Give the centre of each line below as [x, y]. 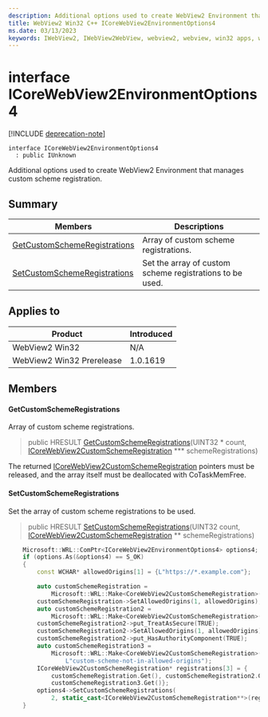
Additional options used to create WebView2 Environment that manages [126, 170]
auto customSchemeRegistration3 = [94, 646]
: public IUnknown [46, 156]
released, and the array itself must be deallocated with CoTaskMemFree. [128, 475]
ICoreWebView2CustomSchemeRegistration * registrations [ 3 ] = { [142, 668]
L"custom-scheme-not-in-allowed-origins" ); [139, 661]
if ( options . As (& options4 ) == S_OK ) [84, 557]
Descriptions [199, 226]
